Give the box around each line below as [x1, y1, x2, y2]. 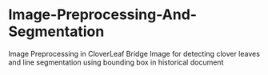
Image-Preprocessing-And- [8, 6, 198, 24]
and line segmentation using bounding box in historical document [8, 57, 224, 67]
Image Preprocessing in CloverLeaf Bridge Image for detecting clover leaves [8, 49, 260, 58]
